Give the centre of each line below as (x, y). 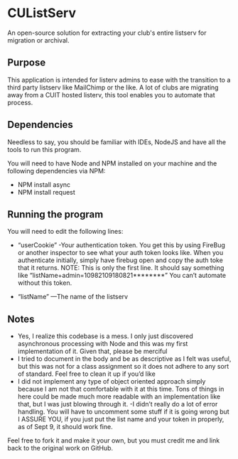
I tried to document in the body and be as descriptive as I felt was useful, (124, 359)
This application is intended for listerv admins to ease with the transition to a (119, 80)
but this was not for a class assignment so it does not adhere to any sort (123, 367)
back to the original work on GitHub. (60, 448)
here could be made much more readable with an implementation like (119, 396)
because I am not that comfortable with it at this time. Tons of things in (121, 389)
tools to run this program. (44, 149)
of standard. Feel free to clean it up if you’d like (87, 374)
